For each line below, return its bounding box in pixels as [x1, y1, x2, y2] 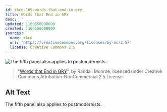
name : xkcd [10, 36, 33, 41]
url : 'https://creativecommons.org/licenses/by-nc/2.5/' [10, 40, 132, 45]
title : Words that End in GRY [5, 12, 69, 17]
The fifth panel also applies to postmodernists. [5, 101, 102, 107]
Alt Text [5, 88, 30, 97]
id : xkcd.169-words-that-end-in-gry [5, 7, 82, 13]
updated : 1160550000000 [5, 21, 55, 27]
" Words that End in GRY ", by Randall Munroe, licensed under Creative [17, 68, 162, 74]
